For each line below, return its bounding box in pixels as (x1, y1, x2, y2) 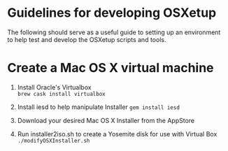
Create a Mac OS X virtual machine (7, 60, 215, 76)
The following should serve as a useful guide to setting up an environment (7, 28, 221, 36)
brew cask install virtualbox (17, 90, 106, 97)
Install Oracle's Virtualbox (17, 82, 92, 92)
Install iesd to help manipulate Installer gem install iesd (17, 103, 180, 111)
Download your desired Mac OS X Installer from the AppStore (17, 116, 194, 124)
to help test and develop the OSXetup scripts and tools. (7, 35, 166, 43)
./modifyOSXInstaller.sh (17, 137, 90, 144)
